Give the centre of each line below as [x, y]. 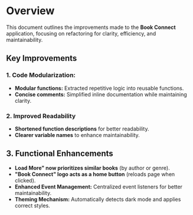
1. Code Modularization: [41, 75]
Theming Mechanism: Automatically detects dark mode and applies [98, 199]
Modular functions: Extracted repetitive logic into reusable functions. [99, 88]
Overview [30, 11]
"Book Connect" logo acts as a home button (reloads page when [95, 174]
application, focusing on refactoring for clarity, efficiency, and [81, 33]
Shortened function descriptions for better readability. [82, 129]
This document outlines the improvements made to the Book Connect [91, 27]
